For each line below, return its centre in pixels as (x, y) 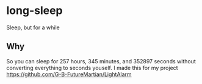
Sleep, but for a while (33, 27)
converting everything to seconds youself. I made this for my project (92, 68)
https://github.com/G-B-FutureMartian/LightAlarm (69, 74)
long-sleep (34, 11)
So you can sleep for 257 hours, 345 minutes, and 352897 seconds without (101, 61)
